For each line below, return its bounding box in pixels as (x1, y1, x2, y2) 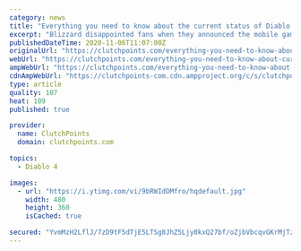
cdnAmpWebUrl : (9, 72, 63, 81)
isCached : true (25, 212, 82, 221)
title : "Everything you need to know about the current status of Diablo (9, 22, 291, 30)
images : (9, 178, 39, 187)
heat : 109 (9, 96, 47, 106)
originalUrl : (9, 47, 58, 56)
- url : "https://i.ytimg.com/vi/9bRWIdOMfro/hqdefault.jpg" (17, 186, 246, 195)
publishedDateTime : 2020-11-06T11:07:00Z (9, 38, 167, 48)
